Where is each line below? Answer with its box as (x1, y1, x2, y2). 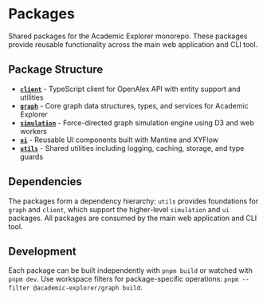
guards (19, 152, 44, 161)
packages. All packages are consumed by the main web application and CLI (8, 213, 257, 223)
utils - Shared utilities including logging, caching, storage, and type (19, 143, 245, 152)
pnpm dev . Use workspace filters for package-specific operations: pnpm (8, 274, 239, 284)
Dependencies (8, 175, 82, 188)
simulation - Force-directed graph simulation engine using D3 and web (19, 117, 255, 128)
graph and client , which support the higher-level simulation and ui (8, 204, 230, 214)
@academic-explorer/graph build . (33, 282, 143, 292)
